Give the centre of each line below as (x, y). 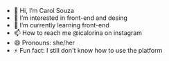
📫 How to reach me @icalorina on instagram (78, 33)
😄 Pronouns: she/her (44, 42)
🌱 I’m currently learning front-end (61, 25)
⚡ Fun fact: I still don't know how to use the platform (88, 50)
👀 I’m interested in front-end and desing (71, 18)
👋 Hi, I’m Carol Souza (44, 11)
